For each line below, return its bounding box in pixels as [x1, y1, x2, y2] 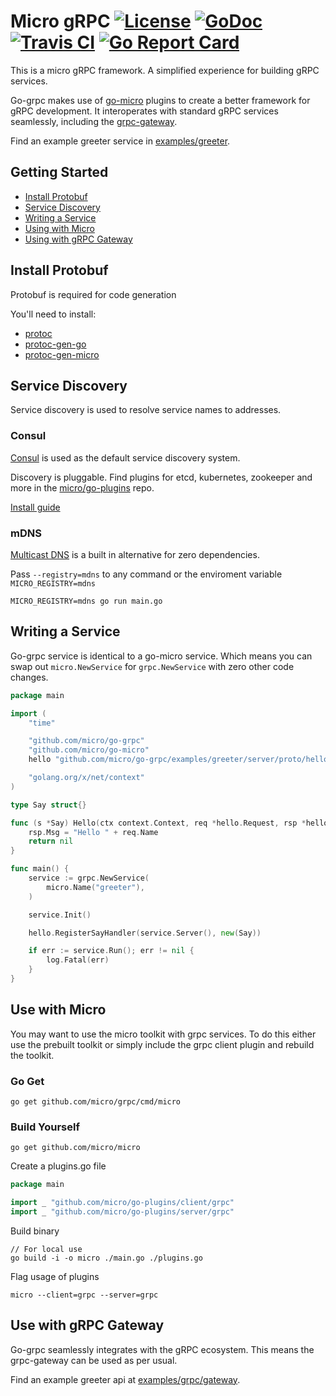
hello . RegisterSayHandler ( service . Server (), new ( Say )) [28, 928, 262, 938]
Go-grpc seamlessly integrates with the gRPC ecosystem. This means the [10, 1343, 315, 1355]
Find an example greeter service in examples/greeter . [10, 135, 231, 147]
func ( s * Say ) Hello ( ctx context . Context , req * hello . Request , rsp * [10, 818, 307, 828]
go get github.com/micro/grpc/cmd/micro [10, 1097, 182, 1107]
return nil [28, 836, 74, 847]
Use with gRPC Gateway [10, 1317, 165, 1334]
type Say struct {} [10, 800, 87, 810]
